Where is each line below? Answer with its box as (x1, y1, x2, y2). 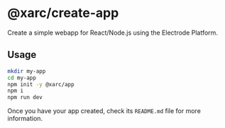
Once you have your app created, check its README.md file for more (7, 107, 201, 115)
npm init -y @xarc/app (7, 81, 75, 88)
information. (7, 115, 43, 123)
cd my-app (7, 74, 37, 81)
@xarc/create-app (7, 5, 119, 21)
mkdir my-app (7, 67, 46, 75)
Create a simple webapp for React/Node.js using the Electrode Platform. (7, 28, 219, 37)
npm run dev (7, 94, 43, 101)
